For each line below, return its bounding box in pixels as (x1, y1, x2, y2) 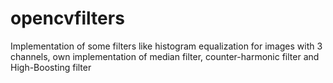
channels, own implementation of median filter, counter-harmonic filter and (10, 50, 320, 62)
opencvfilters (10, 7, 125, 30)
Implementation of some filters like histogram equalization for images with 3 (10, 40, 323, 52)
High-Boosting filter (10, 61, 92, 73)
